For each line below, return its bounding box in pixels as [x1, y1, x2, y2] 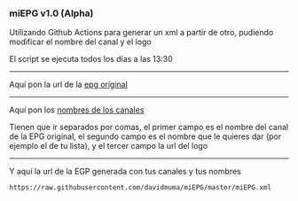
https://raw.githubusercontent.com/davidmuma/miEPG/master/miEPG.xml [9, 183, 272, 192]
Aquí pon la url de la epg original [9, 79, 129, 90]
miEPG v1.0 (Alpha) [9, 7, 94, 19]
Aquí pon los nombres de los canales [9, 104, 145, 115]
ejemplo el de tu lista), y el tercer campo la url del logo [9, 141, 208, 151]
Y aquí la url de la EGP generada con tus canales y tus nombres [9, 166, 241, 177]
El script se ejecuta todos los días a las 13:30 [9, 54, 173, 65]
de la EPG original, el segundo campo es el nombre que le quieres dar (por [9, 131, 282, 142]
